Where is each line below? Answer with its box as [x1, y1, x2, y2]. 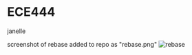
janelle [7, 27, 26, 35]
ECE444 [7, 4, 56, 20]
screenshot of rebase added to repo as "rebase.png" [7, 40, 157, 48]
